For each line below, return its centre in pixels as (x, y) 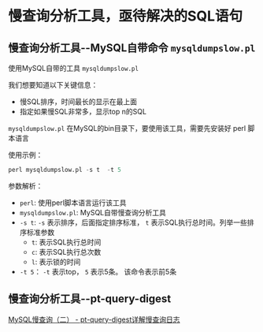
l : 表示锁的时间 (56, 262)
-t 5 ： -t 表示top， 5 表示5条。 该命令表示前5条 (98, 271)
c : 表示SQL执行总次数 (66, 252)
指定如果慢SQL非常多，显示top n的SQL (83, 112)
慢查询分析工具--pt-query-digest (90, 299)
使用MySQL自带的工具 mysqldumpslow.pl (74, 68)
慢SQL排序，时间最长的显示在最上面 (78, 102)
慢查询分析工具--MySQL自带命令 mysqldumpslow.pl (132, 48)
